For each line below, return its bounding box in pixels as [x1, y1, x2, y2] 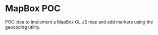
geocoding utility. [5, 24, 41, 30]
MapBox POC [5, 3, 61, 14]
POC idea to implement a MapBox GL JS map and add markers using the [5, 19, 154, 25]
